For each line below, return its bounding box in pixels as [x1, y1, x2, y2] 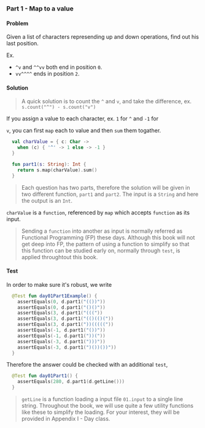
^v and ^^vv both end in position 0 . [15, 63, 102, 71]
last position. [6, 40, 39, 47]
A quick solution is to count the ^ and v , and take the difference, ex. [21, 98, 192, 105]
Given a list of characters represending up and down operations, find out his [6, 33, 199, 41]
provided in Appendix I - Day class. [21, 415, 110, 422]
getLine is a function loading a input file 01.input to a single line [21, 395, 184, 403]
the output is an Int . [21, 196, 72, 204]
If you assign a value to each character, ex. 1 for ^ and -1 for [6, 115, 158, 122]
